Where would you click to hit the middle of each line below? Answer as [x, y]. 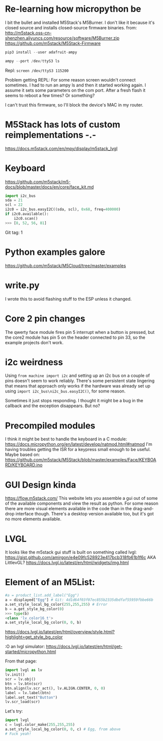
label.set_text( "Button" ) [31, 697]
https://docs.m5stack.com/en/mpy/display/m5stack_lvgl [61, 148]
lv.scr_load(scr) [23, 702]
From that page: [21, 661]
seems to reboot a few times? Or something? [50, 95]
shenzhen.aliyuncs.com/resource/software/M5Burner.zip [62, 38]
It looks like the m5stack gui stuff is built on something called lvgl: [71, 552]
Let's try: [14, 711]
